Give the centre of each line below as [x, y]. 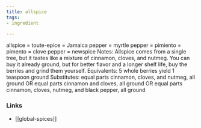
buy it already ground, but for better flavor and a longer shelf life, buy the [97, 64]
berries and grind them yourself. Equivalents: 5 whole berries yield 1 [90, 71]
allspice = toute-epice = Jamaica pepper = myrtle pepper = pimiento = [94, 45]
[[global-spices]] [36, 118]
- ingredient [23, 23]
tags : [13, 17]
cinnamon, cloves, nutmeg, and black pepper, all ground [76, 90]
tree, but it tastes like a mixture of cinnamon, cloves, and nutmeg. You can [98, 58]
